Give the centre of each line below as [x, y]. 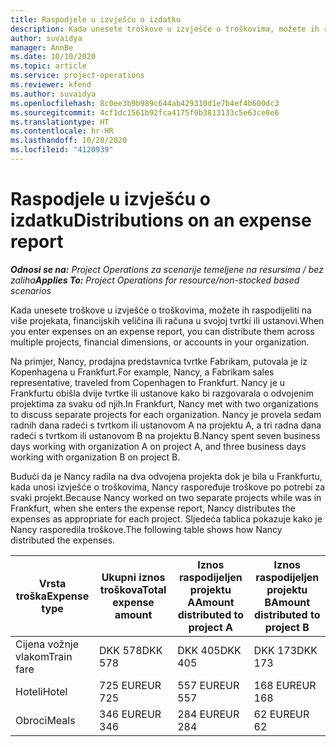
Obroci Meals [45, 720]
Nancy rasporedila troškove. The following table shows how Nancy [146, 529]
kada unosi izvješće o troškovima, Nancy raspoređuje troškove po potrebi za [168, 487]
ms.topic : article [48, 66]
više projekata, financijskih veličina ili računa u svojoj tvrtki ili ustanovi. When [167, 320]
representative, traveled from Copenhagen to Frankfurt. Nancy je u [148, 382]
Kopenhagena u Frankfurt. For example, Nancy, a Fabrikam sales [142, 372]
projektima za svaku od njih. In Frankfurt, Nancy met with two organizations [164, 403]
